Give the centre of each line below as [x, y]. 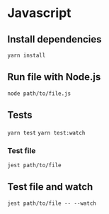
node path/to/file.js [39, 94]
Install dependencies [54, 39]
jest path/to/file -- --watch [52, 203]
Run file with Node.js [54, 77]
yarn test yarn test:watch [46, 133]
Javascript [40, 13]
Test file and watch [50, 187]
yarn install [27, 55]
